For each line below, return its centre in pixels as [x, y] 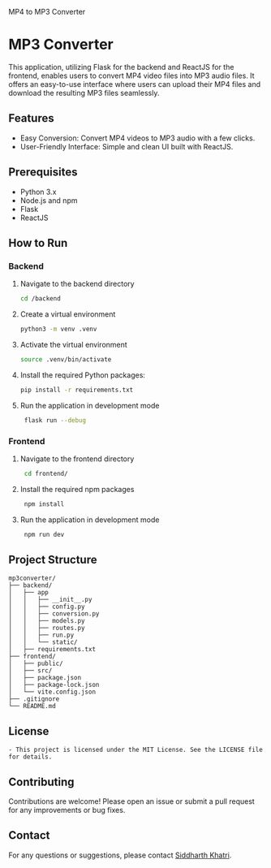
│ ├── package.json [45, 678]
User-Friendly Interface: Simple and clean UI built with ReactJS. [127, 146]
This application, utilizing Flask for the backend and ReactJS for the [121, 67]
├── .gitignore [34, 699]
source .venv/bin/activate [66, 360]
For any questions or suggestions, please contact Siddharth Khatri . [120, 855]
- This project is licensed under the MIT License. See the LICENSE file [136, 750]
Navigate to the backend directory [77, 284]
